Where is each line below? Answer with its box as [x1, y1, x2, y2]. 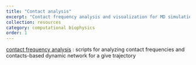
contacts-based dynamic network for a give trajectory [6, 52, 136, 59]
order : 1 [6, 30, 27, 36]
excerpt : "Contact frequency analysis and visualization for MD [6, 14, 166, 20]
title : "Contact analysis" [6, 8, 72, 15]
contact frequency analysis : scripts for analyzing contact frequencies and [6, 46, 185, 53]
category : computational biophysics [6, 24, 95, 31]
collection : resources [6, 19, 61, 25]
